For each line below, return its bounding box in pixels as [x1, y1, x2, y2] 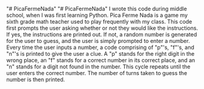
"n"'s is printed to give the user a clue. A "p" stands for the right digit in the [6, 50, 195, 57]
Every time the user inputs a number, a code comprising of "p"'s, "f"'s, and [6, 44, 195, 51]
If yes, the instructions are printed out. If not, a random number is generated [6, 31, 197, 38]
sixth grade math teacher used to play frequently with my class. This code [6, 18, 192, 25]
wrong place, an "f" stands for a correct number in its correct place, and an [6, 57, 195, 64]
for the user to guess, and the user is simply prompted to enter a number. [6, 38, 190, 44]
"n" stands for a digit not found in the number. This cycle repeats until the [6, 63, 191, 70]
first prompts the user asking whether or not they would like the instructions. [6, 24, 199, 31]
